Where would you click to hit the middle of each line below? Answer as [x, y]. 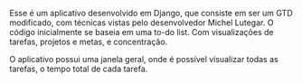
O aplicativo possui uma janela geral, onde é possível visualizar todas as [144, 59]
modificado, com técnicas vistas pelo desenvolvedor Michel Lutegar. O [142, 23]
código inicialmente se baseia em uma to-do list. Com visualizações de [142, 32]
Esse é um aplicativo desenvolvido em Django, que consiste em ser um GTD [151, 13]
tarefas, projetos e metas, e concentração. [89, 41]
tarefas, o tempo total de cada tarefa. [79, 69]
